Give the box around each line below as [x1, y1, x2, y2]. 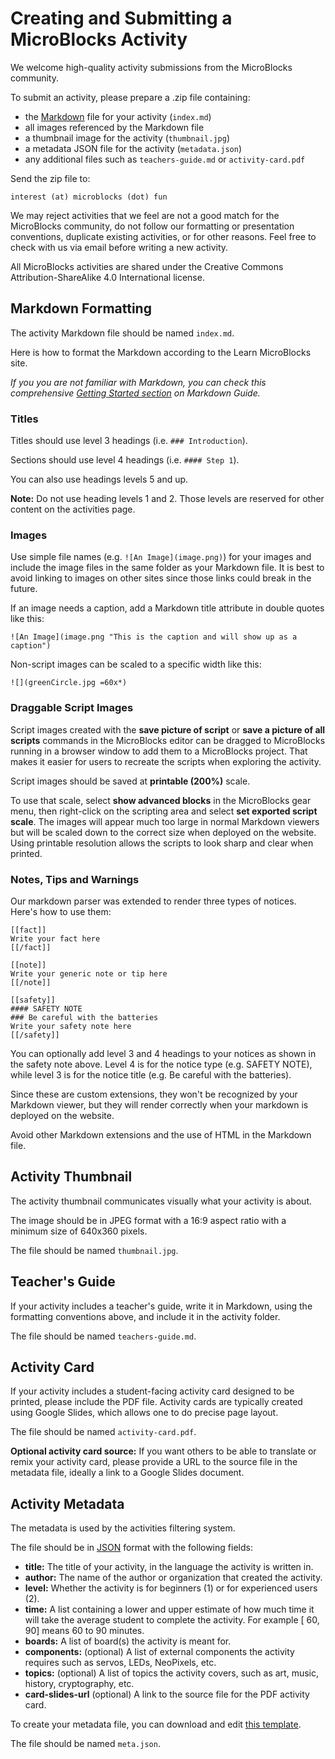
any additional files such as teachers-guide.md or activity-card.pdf [24, 153, 306, 165]
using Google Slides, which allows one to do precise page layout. [10, 1407, 279, 1419]
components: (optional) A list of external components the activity [24, 1646, 295, 1658]
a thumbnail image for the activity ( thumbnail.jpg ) [24, 132, 230, 144]
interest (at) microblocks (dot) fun [10, 192, 168, 202]
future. [10, 583, 38, 595]
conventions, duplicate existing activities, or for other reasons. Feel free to [10, 230, 317, 242]
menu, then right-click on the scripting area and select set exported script [10, 805, 318, 817]
